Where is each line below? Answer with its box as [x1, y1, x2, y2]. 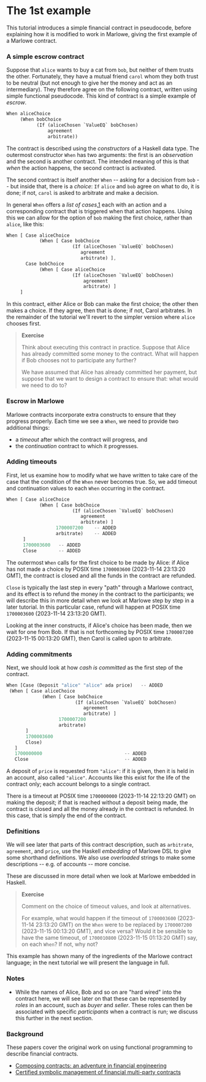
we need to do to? [21, 381, 67, 389]
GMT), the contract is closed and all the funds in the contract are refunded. [6, 571, 196, 579]
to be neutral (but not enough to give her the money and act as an [6, 79, 173, 86]
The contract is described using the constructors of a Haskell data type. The [6, 145, 199, 152]
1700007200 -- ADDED [55, 525, 116, 531]
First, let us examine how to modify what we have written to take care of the [6, 471, 198, 479]
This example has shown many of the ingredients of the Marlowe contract [6, 953, 193, 960]
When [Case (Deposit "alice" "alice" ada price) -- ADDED [6, 682, 164, 688]
